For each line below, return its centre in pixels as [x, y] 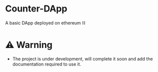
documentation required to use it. [47, 64]
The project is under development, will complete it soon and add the [83, 58]
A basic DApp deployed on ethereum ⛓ [45, 22]
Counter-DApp [36, 9]
